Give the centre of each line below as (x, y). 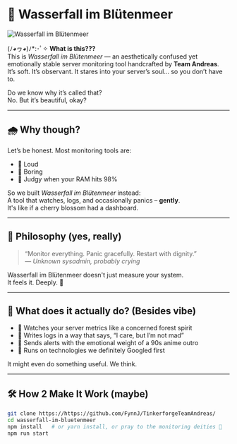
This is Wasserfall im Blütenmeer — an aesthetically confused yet (103, 56)
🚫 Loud (28, 164)
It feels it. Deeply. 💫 (36, 282)
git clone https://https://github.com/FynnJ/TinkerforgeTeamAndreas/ (112, 414)
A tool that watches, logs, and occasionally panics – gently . (94, 200)
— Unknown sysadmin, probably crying (82, 261)
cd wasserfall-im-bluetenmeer (52, 420)
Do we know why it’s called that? (55, 92)
